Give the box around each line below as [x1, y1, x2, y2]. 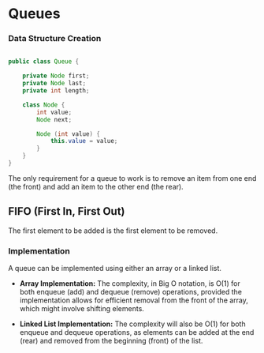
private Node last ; [22, 80, 87, 88]
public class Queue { [8, 58, 80, 66]
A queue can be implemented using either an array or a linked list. [8, 264, 222, 273]
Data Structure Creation [8, 33, 102, 44]
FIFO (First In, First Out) [8, 205, 125, 218]
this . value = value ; [50, 137, 118, 145]
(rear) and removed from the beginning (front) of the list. [19, 336, 203, 346]
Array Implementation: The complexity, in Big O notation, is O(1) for [19, 279, 240, 288]
